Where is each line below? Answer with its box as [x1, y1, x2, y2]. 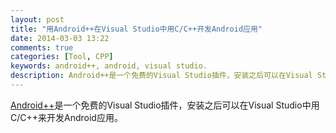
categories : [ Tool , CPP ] [10, 52, 114, 62]
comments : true [10, 42, 74, 53]
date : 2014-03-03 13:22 [10, 33, 110, 43]
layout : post [10, 14, 65, 25]
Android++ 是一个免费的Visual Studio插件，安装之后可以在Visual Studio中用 [10, 99, 320, 111]
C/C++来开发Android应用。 [10, 111, 123, 123]
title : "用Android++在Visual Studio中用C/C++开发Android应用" [10, 24, 263, 34]
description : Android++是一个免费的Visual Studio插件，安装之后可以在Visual [10, 71, 313, 81]
